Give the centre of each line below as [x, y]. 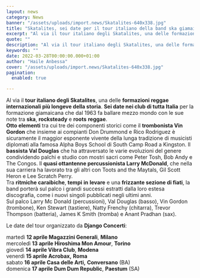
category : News [25, 17]
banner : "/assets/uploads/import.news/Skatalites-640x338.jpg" [86, 23]
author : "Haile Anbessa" [37, 61]
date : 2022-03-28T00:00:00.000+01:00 [53, 56]
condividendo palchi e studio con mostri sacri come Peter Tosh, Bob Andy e [99, 157]
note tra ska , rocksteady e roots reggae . [57, 119]
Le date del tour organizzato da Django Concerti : [67, 226]
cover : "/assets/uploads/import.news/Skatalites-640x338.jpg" [85, 67]
